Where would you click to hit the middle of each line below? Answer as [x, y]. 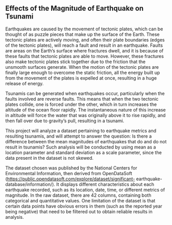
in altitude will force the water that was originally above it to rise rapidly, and [85, 115]
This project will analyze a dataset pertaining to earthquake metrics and [81, 130]
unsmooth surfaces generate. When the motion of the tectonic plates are [82, 67]
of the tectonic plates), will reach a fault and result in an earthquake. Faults [84, 45]
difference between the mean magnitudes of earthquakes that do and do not [86, 141]
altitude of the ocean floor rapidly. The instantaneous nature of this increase [85, 109]
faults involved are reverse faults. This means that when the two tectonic [82, 99]
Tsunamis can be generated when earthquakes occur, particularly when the [85, 93]
